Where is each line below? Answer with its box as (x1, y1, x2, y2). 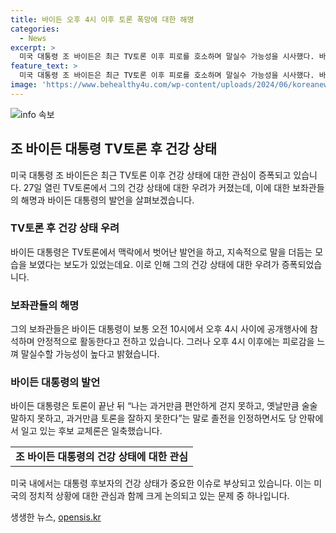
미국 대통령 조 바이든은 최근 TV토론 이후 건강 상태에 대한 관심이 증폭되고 (10, 169, 292, 181)
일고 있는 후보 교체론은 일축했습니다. (20, 425, 163, 437)
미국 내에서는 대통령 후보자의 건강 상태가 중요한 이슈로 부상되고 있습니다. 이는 (10, 477, 312, 490)
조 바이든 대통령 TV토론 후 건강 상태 (10, 141, 218, 158)
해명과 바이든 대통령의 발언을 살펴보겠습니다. (20, 194, 195, 206)
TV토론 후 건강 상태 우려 (10, 221, 120, 235)
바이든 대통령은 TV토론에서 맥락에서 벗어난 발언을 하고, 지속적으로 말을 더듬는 (10, 246, 313, 258)
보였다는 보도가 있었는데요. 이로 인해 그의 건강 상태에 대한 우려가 (28, 258, 280, 270)
